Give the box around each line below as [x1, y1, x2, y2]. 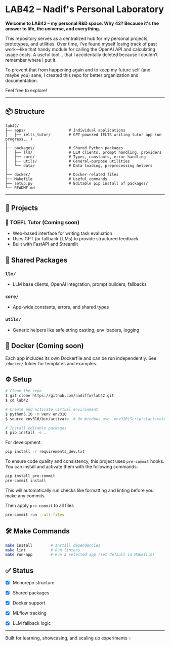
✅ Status [5, 566, 34, 575]
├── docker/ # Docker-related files [5, 172, 119, 177]
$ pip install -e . [5, 430, 47, 436]
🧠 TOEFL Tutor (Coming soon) [5, 219, 80, 226]
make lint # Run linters [5, 547, 80, 552]
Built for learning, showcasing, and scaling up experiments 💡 [5, 635, 132, 641]
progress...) [5, 137, 33, 142]
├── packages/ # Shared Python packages [5, 145, 123, 150]
